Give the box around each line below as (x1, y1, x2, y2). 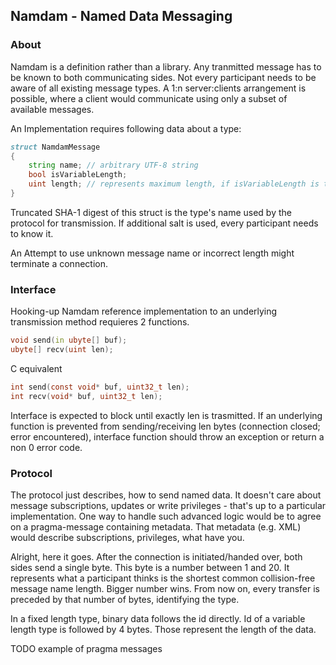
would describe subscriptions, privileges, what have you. (10, 532, 245, 544)
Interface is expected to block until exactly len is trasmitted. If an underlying (10, 409, 323, 421)
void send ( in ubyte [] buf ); (10, 335, 128, 346)
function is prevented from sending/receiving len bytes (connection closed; (10, 420, 321, 432)
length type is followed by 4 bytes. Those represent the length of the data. (10, 624, 317, 636)
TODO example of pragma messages (10, 643, 163, 655)
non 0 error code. (10, 441, 83, 453)
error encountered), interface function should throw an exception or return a (10, 430, 325, 443)
